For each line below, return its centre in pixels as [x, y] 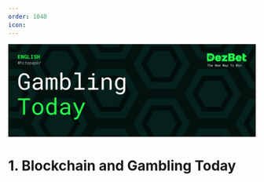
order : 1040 [27, 16]
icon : [17, 25]
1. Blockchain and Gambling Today [122, 166]
